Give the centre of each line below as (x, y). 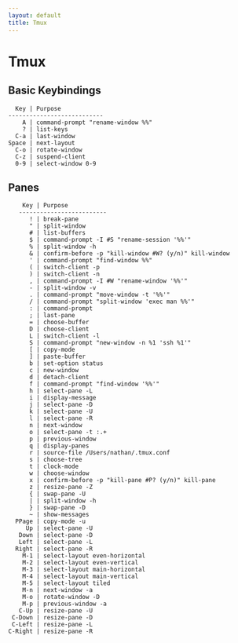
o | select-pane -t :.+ (68, 433)
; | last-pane (52, 316)
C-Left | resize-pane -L (52, 625)
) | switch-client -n (64, 274)
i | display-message (62, 398)
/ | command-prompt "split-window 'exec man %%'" (112, 302)
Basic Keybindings (55, 91)
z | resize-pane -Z (60, 488)
